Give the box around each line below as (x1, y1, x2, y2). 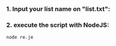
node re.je (6, 35, 34, 41)
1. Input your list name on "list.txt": (6, 5, 111, 13)
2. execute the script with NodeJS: (6, 20, 109, 29)
